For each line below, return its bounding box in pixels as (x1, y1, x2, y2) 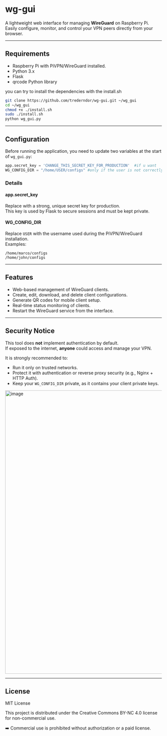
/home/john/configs (5, 255, 46, 260)
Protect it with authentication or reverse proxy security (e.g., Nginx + (12, 370, 153, 376)
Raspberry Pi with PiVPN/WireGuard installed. (12, 63, 106, 69)
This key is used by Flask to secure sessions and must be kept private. (5, 208, 150, 214)
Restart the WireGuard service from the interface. (12, 308, 114, 314)
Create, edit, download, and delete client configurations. (12, 292, 128, 298)
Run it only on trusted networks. (12, 364, 78, 370)
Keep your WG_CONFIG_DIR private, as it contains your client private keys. (12, 380, 159, 386)
